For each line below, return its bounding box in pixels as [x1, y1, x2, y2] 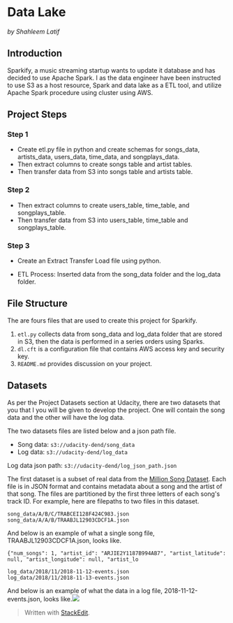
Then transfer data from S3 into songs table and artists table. [17, 168, 193, 176]
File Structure [7, 298, 68, 309]
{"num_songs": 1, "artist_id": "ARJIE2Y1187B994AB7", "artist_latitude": [7, 550, 227, 557]
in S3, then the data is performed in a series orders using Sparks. [17, 337, 205, 346]
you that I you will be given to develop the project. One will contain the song [7, 406, 225, 414]
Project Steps [7, 109, 68, 121]
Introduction [7, 47, 63, 59]
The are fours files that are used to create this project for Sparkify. [7, 316, 197, 325]
